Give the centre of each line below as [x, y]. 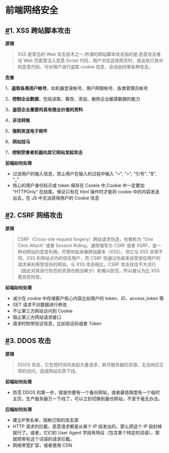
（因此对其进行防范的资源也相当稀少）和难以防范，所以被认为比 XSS [89, 270]
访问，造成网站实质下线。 [53, 371]
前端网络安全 [32, 10]
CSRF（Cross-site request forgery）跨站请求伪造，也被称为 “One [85, 239]
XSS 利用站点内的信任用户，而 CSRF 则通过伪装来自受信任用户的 [94, 258]
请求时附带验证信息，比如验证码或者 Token [57, 323]
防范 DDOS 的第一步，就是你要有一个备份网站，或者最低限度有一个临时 [86, 392]
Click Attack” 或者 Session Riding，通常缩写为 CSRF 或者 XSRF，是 [87, 245]
